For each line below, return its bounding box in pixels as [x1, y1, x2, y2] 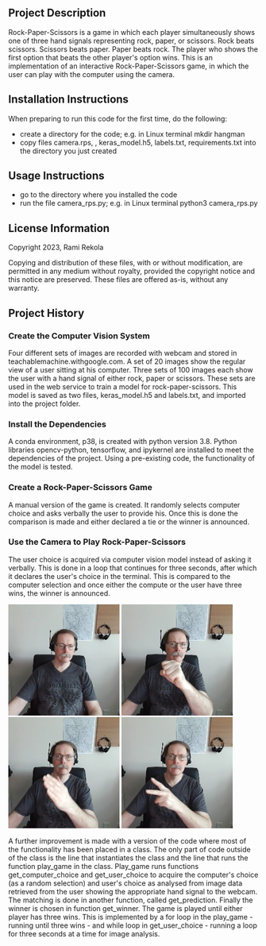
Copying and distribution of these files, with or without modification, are [8, 258, 244, 268]
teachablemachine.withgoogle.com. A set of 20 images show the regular [8, 357, 246, 366]
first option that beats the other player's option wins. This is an [8, 52, 213, 62]
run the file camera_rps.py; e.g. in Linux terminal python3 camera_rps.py [19, 199, 258, 208]
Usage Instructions [8, 169, 105, 183]
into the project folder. [8, 399, 81, 408]
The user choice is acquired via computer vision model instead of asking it [8, 554, 252, 564]
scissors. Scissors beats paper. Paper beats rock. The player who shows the [8, 44, 258, 54]
